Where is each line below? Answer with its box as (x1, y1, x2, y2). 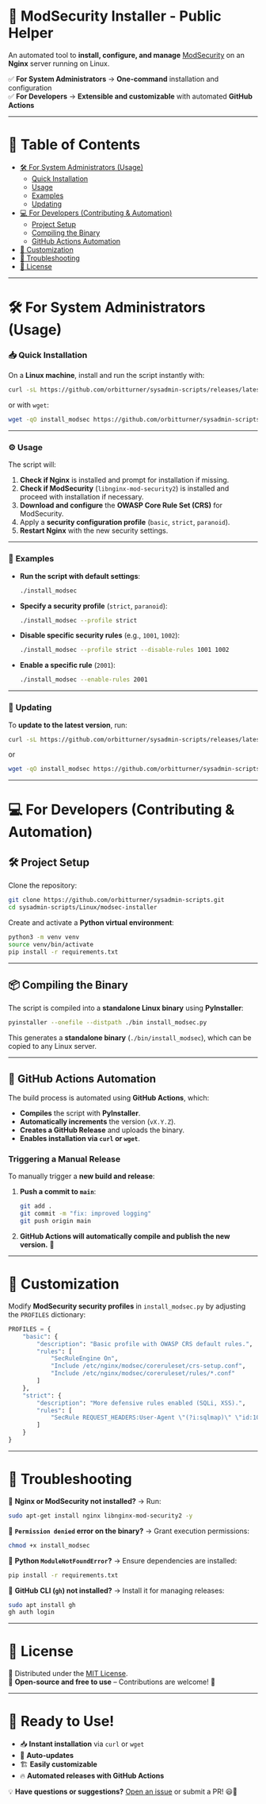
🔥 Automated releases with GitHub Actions (19, 1771, 165, 1781)
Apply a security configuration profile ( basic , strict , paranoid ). (19, 518, 230, 527)
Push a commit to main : (19, 1187, 97, 1197)
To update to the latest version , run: (8, 720, 128, 730)
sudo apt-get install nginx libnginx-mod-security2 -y (8, 1512, 193, 1520)
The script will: (8, 460, 57, 469)
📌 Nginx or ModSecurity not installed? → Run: (8, 1496, 161, 1505)
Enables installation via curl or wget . (19, 1134, 141, 1143)
